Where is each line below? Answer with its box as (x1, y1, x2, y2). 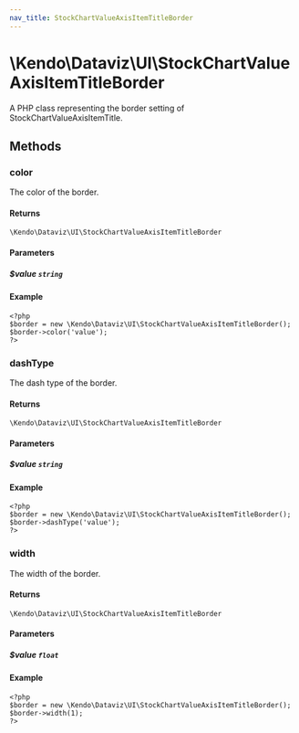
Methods (9, 138, 62, 154)
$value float (9, 649, 59, 660)
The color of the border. (9, 186, 99, 197)
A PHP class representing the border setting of (9, 102, 185, 113)
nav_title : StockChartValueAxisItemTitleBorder (9, 13, 194, 23)
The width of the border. (9, 568, 101, 579)
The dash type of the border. (9, 377, 118, 388)
